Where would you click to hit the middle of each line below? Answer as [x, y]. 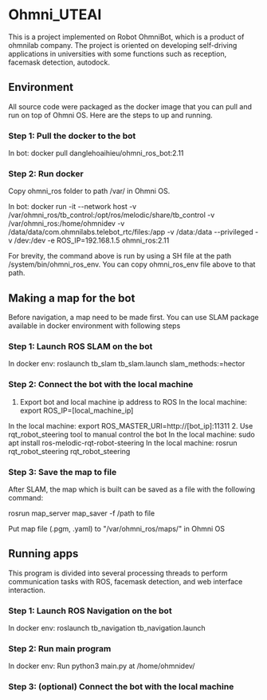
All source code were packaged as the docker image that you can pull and [130, 106]
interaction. [27, 590]
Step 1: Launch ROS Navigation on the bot [90, 611]
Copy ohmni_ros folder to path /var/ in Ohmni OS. [89, 191]
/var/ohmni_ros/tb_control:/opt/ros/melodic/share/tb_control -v [112, 215]
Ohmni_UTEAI [55, 15]
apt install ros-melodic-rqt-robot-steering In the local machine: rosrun [123, 443]
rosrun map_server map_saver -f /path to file [82, 513]
